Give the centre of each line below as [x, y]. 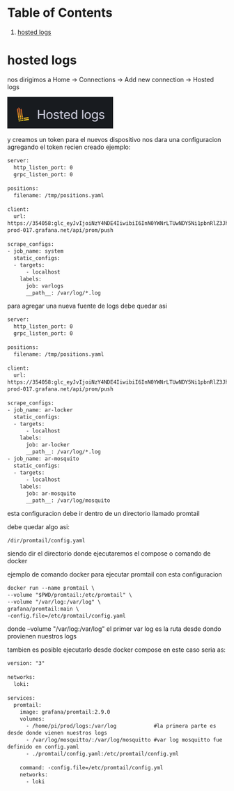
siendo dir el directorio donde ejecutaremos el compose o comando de [109, 553]
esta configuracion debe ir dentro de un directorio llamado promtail [103, 513]
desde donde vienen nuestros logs [57, 733]
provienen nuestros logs [42, 636]
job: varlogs [45, 286]
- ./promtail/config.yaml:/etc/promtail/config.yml [102, 753]
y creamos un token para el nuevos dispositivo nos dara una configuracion [114, 139]
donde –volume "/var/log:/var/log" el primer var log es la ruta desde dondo [114, 629]
